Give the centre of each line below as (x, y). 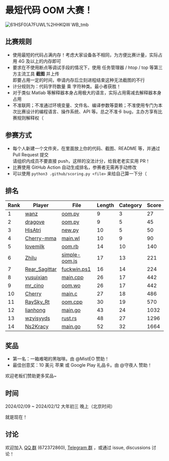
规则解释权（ (30, 118)
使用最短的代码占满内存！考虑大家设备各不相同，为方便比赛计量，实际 (85, 55)
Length (105, 206)
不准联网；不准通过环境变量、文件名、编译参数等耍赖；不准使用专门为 (85, 105)
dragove (35, 222)
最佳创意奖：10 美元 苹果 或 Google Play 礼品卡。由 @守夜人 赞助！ (82, 365)
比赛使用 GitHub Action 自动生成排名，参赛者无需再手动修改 (74, 167)
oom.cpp (72, 302)
